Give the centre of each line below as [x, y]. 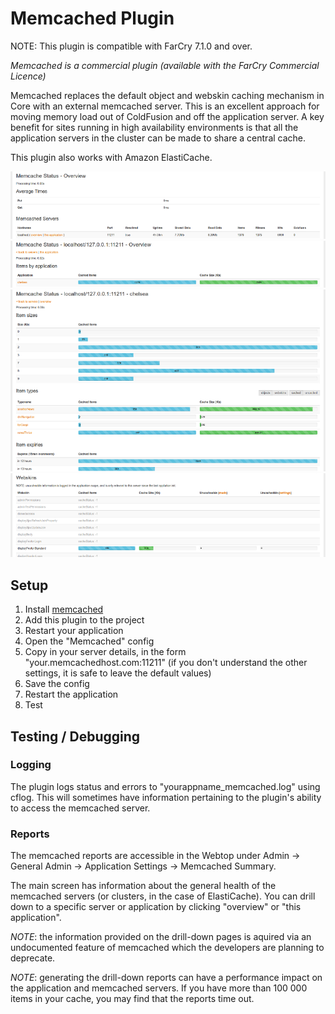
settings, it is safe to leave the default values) [118, 673]
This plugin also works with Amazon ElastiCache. [111, 157]
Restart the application [71, 694]
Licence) [28, 76]
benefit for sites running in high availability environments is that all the [154, 127]
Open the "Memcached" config [89, 641]
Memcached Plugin [92, 18]
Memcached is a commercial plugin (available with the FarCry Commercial [165, 65]
